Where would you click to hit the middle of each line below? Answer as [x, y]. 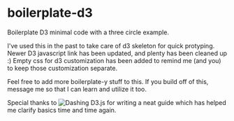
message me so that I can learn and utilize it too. [77, 89]
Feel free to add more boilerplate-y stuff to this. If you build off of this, [108, 81]
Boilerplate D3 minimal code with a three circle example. [88, 32]
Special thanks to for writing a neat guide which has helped [117, 102]
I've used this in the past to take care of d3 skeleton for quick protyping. [111, 45]
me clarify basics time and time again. [62, 110]
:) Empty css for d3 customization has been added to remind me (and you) [114, 60]
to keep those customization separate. [62, 68]
